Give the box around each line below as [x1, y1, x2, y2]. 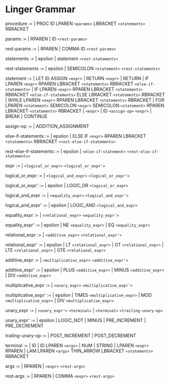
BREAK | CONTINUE [5, 113, 47, 119]
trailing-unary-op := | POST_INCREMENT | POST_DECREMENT [5, 332, 136, 339]
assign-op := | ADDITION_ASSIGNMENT [5, 123, 90, 129]
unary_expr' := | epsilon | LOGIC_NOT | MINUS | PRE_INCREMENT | [5, 317, 146, 323]
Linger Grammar [5, 4, 76, 15]
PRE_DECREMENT [5, 322, 44, 328]
